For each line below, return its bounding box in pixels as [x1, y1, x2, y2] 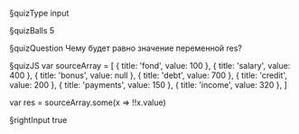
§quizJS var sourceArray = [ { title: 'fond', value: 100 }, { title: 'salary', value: [9, 61, 291, 71]
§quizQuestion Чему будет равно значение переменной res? [9, 43, 242, 53]
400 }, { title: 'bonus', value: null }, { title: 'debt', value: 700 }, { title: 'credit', [9, 70, 287, 81]
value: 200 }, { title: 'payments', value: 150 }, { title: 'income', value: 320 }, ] [9, 80, 287, 90]
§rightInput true [9, 115, 68, 125]
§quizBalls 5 [9, 25, 55, 35]
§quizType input [9, 8, 70, 18]
